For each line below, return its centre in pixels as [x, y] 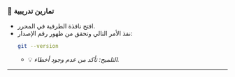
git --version [38, 46]
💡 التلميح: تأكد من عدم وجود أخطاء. [73, 60]
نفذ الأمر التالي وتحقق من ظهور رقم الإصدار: [75, 33]
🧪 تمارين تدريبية [31, 11]
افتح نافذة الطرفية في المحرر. [56, 26]
